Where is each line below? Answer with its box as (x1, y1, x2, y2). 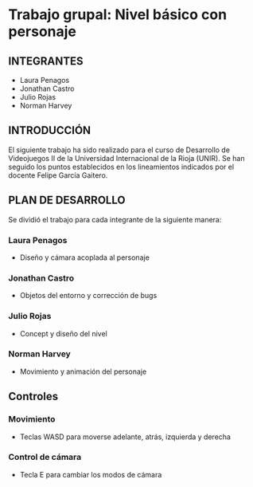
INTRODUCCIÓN (8, 124, 91, 137)
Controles (8, 390, 59, 403)
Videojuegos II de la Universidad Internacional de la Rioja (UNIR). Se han (8, 153, 245, 163)
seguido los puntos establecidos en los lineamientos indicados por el (8, 162, 235, 171)
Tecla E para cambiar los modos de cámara (19, 469, 162, 479)
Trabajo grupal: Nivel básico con (8, 6, 228, 24)
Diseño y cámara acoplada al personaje (19, 253, 150, 262)
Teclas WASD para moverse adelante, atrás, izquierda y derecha (19, 432, 231, 442)
